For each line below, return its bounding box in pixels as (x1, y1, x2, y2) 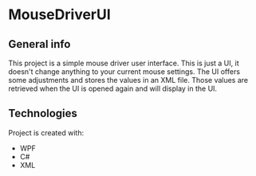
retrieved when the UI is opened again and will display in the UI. (8, 84, 218, 93)
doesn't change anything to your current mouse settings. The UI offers (8, 67, 241, 76)
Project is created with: (8, 127, 85, 137)
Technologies (8, 107, 78, 120)
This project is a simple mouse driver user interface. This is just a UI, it (8, 58, 239, 68)
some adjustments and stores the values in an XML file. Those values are (8, 76, 249, 84)
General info (8, 37, 71, 51)
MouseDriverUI (8, 6, 112, 24)
